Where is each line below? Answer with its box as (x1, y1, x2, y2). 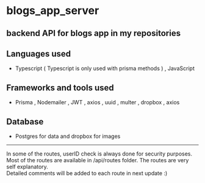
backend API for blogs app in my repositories (6, 28, 181, 38)
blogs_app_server (6, 4, 99, 18)
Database (6, 117, 44, 127)
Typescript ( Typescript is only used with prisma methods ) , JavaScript (15, 65, 195, 72)
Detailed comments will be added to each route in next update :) (6, 170, 168, 177)
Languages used (6, 48, 71, 59)
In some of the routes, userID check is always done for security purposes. (6, 150, 192, 157)
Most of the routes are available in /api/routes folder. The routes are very (6, 157, 189, 164)
